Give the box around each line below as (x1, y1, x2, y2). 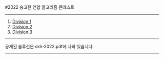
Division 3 (12, 29, 33, 35)
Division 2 (12, 24, 33, 29)
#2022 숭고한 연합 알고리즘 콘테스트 (5, 4, 75, 10)
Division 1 (12, 19, 32, 24)
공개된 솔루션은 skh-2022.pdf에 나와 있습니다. (5, 43, 94, 49)
